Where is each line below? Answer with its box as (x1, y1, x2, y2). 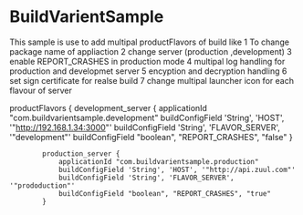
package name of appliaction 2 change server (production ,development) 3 (9, 46, 292, 56)
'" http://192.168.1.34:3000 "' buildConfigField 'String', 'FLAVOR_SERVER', (9, 121, 281, 133)
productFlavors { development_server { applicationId (9, 102, 208, 113)
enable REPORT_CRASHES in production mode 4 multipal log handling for (9, 56, 286, 67)
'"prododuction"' (9, 180, 76, 190)
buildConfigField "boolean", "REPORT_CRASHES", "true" (57, 189, 272, 198)
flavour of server (9, 85, 73, 96)
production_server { (42, 148, 120, 159)
